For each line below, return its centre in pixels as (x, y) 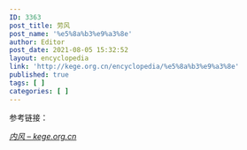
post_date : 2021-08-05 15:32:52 (69, 50)
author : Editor (37, 42)
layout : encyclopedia (49, 58)
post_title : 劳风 (40, 26)
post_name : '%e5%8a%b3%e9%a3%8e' (71, 34)
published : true (39, 75)
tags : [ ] (27, 83)
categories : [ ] (39, 91)
